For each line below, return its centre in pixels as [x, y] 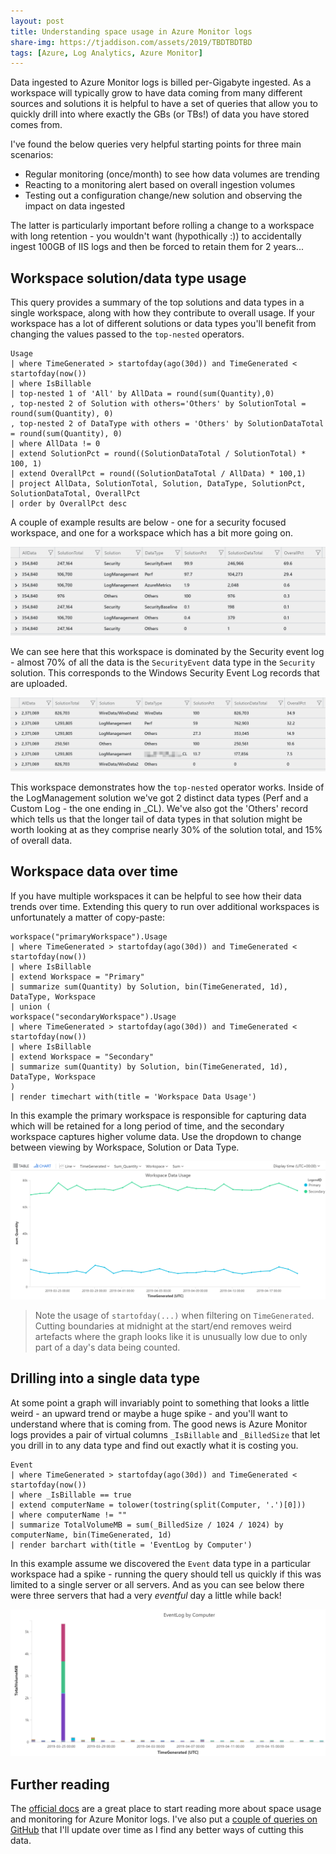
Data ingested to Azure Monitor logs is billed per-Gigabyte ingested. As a [161, 82]
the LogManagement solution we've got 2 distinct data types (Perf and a [159, 797]
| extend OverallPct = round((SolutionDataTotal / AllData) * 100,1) [158, 474]
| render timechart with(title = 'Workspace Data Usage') [133, 1096]
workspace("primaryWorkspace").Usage [89, 936]
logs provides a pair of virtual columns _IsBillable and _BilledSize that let [165, 1434]
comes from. [36, 125]
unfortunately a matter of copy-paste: [87, 917]
